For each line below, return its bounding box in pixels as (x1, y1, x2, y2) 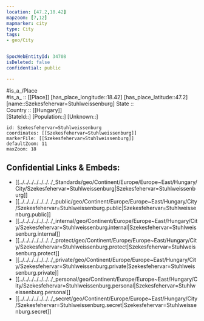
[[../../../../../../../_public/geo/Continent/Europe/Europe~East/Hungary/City (15, 198, 197, 205)
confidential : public (6, 65, 61, 71)
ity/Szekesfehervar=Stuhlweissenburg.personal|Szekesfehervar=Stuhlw (15, 282, 196, 289)
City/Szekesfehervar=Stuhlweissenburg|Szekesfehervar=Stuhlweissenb (15, 185, 196, 192)
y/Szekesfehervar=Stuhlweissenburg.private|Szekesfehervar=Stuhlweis (15, 263, 195, 270)
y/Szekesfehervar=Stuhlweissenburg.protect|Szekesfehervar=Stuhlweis (15, 243, 196, 250)
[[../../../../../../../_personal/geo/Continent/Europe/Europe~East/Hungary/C (15, 275, 198, 283)
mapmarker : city (6, 20, 47, 26)
